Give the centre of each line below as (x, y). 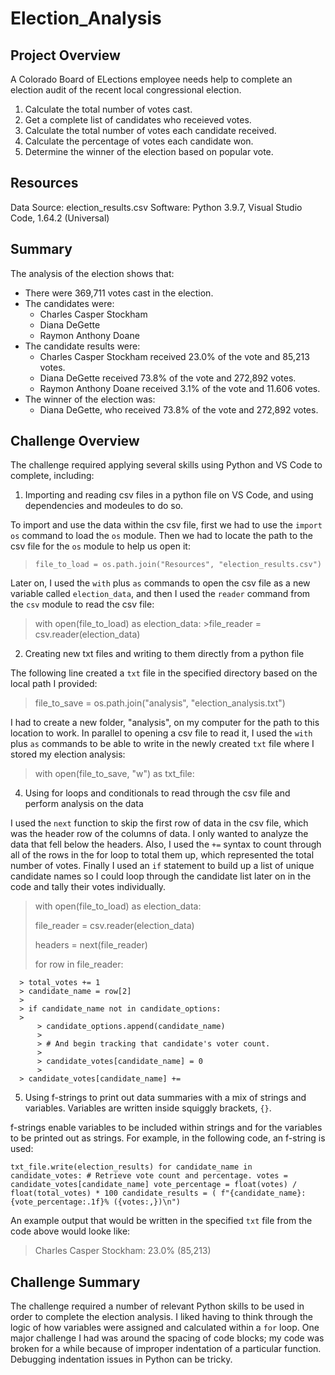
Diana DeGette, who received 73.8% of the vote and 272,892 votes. (179, 409)
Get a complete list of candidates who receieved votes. (138, 120)
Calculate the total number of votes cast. (108, 109)
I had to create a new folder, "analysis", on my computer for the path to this (165, 723)
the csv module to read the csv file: (82, 604)
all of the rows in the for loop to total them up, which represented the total (162, 855)
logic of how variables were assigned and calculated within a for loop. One (165, 1328)
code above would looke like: (70, 1231)
